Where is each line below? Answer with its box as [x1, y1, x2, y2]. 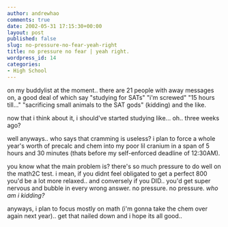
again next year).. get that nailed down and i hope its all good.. [7, 211, 183, 219]
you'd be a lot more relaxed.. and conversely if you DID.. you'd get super [7, 176, 211, 185]
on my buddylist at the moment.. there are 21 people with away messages [7, 86, 214, 94]
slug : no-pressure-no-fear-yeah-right [7, 42, 117, 49]
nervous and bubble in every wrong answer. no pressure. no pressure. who [7, 184, 218, 192]
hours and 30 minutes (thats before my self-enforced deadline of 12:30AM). [7, 148, 220, 157]
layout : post [7, 29, 44, 36]
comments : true [7, 16, 51, 23]
